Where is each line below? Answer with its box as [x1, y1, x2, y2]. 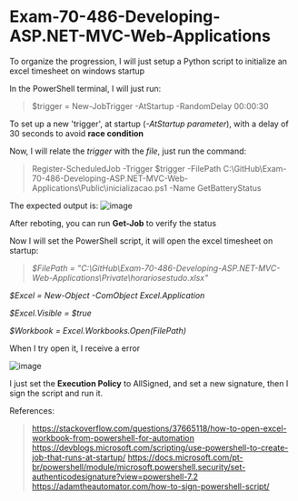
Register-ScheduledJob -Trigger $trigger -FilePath [31, 163, 222, 174]
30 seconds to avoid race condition [9, 127, 144, 138]
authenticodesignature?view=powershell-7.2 [31, 471, 198, 482]
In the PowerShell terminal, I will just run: [9, 83, 162, 94]
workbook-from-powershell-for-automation [31, 432, 195, 443]
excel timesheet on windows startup [9, 65, 145, 76]
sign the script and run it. [9, 387, 104, 398]
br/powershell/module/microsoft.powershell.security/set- [31, 461, 246, 472]
